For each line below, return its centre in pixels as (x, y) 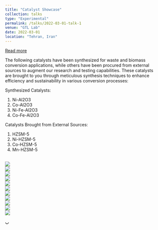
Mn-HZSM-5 (25, 150)
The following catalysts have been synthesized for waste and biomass (75, 60)
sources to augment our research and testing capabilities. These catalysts (79, 70)
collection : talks (24, 14)
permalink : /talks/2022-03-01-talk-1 (43, 23)
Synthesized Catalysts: (28, 90)
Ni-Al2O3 (21, 99)
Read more (16, 50)
